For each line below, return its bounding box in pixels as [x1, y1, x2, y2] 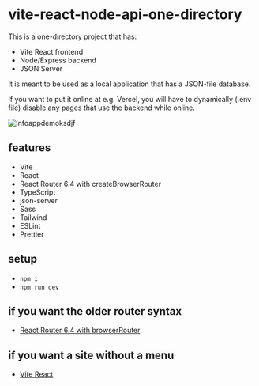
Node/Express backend [19, 55, 97, 65]
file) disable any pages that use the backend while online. [8, 103, 196, 112]
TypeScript [19, 187, 56, 197]
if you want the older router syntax [8, 305, 182, 318]
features [8, 141, 51, 155]
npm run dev [19, 283, 59, 291]
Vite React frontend [19, 47, 84, 56]
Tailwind [19, 212, 47, 222]
